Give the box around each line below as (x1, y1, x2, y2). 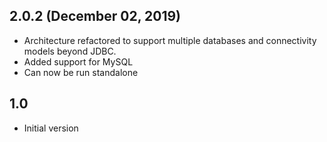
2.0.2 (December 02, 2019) (9, 8, 182, 25)
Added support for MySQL (23, 55, 134, 68)
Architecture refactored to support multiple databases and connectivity (23, 34, 317, 46)
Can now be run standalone (23, 66, 139, 78)
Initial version (23, 122, 79, 134)
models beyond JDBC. (23, 45, 117, 57)
